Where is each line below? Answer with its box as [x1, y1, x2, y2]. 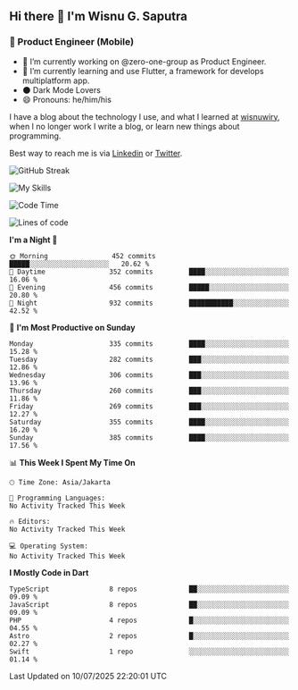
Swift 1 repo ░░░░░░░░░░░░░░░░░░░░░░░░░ [9, 647, 290, 656]
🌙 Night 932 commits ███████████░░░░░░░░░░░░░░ [9, 299, 290, 307]
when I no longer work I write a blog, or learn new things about [9, 121, 240, 131]
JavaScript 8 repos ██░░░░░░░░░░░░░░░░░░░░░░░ [9, 600, 290, 609]
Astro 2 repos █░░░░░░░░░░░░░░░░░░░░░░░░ [9, 631, 290, 640]
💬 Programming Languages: [9, 493, 105, 502]
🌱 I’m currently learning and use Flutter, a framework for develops [21, 65, 265, 76]
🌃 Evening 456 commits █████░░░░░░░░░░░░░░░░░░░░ [9, 282, 290, 291]
